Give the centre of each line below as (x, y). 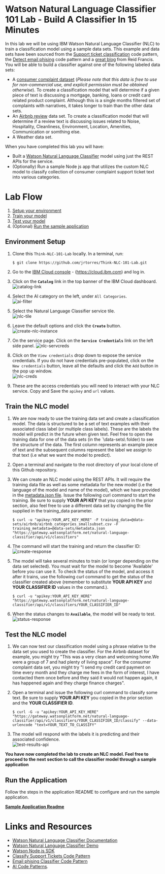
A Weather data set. (32, 137)
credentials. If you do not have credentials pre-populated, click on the (83, 360)
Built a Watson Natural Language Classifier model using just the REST (83, 156)
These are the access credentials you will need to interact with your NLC (86, 386)
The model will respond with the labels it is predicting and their (76, 734)
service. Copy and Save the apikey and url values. (64, 391)
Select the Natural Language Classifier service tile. (64, 311)
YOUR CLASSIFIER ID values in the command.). (60, 587)
